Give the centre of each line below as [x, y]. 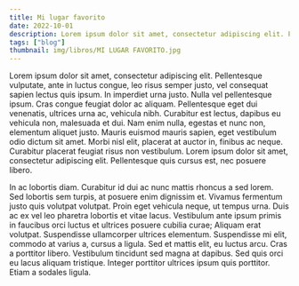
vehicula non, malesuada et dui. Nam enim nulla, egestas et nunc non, [137, 123]
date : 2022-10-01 [41, 26]
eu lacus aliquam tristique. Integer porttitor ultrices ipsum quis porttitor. [140, 263]
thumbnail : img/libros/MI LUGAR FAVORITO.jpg [95, 51]
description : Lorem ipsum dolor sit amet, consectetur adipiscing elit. [147, 34]
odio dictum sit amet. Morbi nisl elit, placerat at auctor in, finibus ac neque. [146, 142]
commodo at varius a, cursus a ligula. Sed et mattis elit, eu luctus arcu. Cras [148, 244]
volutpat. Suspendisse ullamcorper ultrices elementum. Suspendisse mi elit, [148, 234]
